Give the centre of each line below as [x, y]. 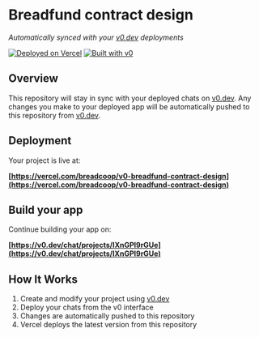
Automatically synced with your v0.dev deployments [96, 37]
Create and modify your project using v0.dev [95, 299]
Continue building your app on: [60, 229]
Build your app [46, 209]
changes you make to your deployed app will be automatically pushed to [129, 106]
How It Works [43, 279]
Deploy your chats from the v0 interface [87, 307]
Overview [34, 79]
